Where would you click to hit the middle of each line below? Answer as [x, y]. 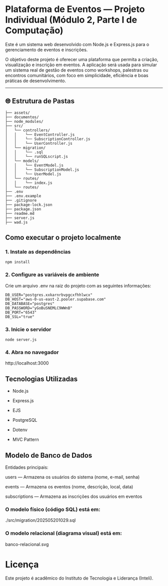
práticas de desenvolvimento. [36, 81]
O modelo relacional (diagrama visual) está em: [64, 533]
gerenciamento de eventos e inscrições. [46, 50]
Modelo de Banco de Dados [49, 455]
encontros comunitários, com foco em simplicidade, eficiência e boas [77, 75]
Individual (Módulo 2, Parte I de [71, 20]
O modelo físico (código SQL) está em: [53, 509]
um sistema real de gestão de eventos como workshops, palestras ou [77, 70]
